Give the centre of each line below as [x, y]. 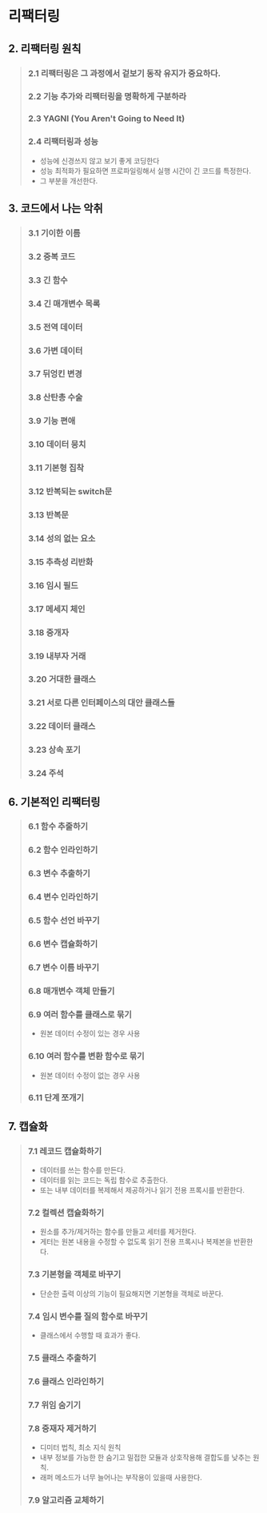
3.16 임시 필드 [53, 585]
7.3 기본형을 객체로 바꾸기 [74, 1274]
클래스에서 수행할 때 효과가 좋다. [90, 1335]
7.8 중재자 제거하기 [62, 1428]
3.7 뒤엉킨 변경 [55, 374]
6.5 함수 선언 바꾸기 [64, 920]
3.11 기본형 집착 [56, 468]
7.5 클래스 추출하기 [62, 1358]
